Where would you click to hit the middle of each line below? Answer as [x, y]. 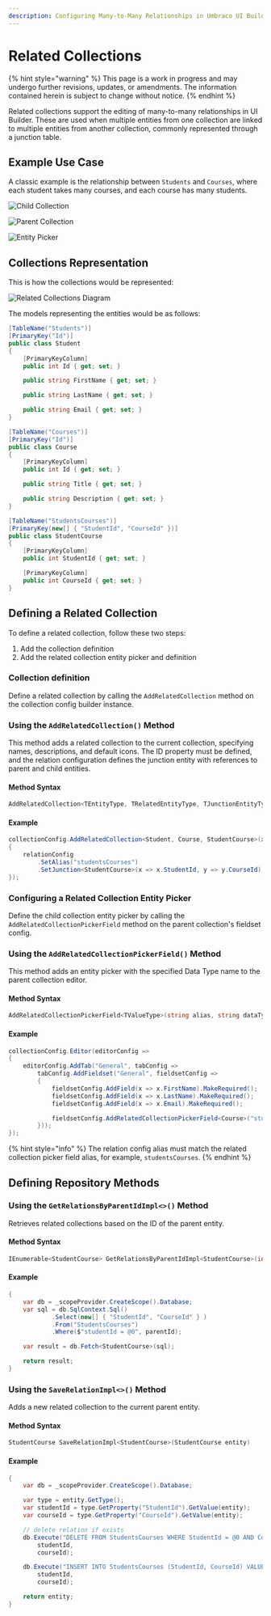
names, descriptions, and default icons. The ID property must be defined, [130, 751]
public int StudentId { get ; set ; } [85, 559]
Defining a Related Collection [83, 613]
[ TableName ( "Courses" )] [48, 432]
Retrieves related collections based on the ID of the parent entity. [116, 1223]
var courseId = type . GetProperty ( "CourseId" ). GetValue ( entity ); [133, 1516]
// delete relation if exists [74, 1529]
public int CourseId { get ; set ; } [83, 580]
